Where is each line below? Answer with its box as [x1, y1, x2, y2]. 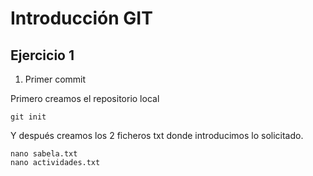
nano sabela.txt [10, 149, 78, 159]
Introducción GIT [10, 7, 153, 30]
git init [10, 112, 47, 122]
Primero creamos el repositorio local [10, 93, 160, 104]
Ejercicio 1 [10, 47, 75, 64]
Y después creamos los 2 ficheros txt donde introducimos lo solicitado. [10, 130, 304, 141]
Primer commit [24, 73, 87, 85]
